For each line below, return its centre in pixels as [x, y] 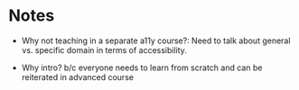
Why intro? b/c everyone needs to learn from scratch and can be [142, 67]
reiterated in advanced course [78, 76]
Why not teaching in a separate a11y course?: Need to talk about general [156, 40]
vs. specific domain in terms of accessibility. [104, 49]
